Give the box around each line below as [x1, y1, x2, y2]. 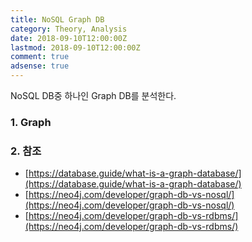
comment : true [10, 52, 70, 62]
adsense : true [10, 61, 70, 71]
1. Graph [10, 115, 52, 129]
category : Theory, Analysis [10, 24, 128, 34]
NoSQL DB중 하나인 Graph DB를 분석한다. [10, 90, 177, 101]
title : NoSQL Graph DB [10, 14, 105, 25]
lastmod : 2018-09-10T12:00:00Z [10, 42, 141, 53]
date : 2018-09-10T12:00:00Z [10, 33, 128, 43]
